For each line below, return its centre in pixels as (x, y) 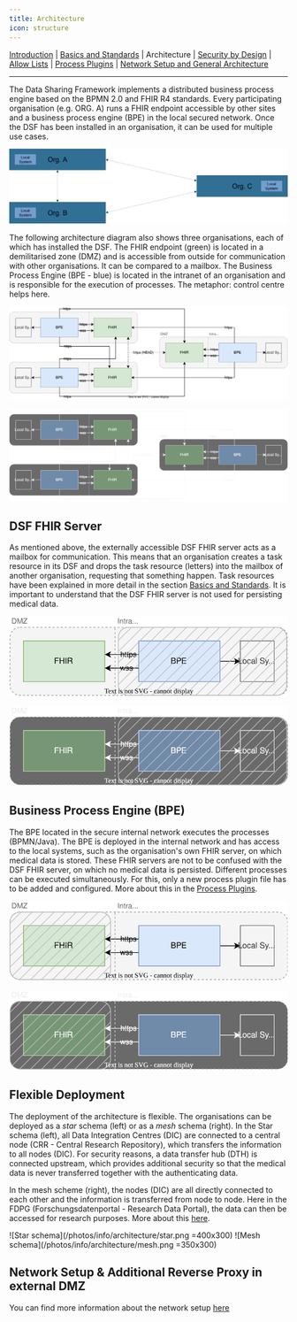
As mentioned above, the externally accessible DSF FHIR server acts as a (143, 548)
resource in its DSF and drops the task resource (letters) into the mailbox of (146, 566)
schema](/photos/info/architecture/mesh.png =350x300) (113, 1244)
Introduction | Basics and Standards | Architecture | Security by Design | (141, 54)
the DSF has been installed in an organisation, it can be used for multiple (141, 127)
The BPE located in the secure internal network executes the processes (139, 832)
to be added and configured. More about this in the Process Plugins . (133, 888)
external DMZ (47, 1286)
